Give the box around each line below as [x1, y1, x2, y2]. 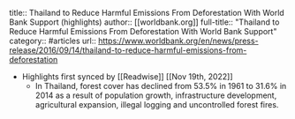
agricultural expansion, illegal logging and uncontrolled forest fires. [34, 100, 279, 109]
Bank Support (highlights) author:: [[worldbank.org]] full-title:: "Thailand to [9, 17, 280, 27]
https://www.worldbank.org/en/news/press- [98, 35, 259, 46]
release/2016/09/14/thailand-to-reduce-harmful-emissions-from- [9, 45, 247, 56]
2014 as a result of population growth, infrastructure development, [34, 90, 277, 100]
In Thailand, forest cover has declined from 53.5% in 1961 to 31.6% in [34, 81, 287, 91]
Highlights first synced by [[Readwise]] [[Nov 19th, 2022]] [21, 71, 233, 82]
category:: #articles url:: [9, 35, 97, 46]
